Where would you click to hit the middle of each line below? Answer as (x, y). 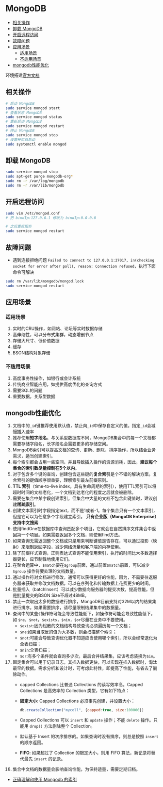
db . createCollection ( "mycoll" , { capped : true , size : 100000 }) (82, 710)
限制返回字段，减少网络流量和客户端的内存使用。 (74, 547)
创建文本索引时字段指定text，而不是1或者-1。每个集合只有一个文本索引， (85, 510)
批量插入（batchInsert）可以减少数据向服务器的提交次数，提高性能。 (81, 590)
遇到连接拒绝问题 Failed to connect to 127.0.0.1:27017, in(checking (83, 260)
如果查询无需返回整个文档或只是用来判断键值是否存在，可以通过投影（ (83, 541)
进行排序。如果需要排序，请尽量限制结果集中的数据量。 (68, 607)
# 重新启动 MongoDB (24, 122)
